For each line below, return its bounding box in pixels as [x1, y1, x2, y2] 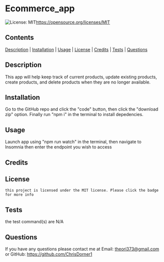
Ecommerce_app [5, 3, 75, 14]
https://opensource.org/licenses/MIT [36, 19, 110, 25]
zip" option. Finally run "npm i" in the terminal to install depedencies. [5, 112, 143, 117]
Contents [5, 33, 34, 42]
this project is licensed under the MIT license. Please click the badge [5, 188, 159, 193]
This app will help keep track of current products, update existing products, [5, 74, 157, 80]
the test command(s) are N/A [5, 219, 64, 225]
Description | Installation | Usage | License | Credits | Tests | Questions [5, 46, 148, 52]
